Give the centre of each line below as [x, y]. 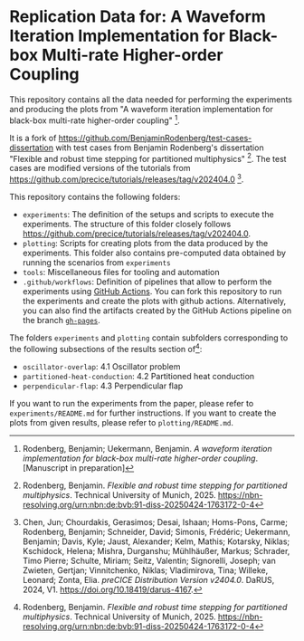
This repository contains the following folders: [95, 196]
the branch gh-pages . [62, 320]
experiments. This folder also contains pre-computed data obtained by [154, 253]
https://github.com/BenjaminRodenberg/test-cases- [155, 138]
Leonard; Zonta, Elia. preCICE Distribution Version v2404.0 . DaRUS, [148, 579]
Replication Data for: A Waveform [138, 17]
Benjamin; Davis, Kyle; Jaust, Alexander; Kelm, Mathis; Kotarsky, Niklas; [156, 541]
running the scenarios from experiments [96, 262]
